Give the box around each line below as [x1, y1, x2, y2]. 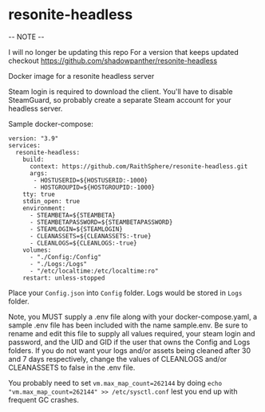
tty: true [22, 190, 56, 198]
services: [8, 141, 42, 149]
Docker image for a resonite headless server [8, 71, 155, 80]
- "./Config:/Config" [29, 253, 102, 261]
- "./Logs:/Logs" [29, 260, 88, 268]
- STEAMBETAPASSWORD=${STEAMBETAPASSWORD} [29, 218, 173, 226]
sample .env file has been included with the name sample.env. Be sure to [8, 320, 248, 330]
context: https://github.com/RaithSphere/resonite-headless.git [29, 162, 248, 171]
